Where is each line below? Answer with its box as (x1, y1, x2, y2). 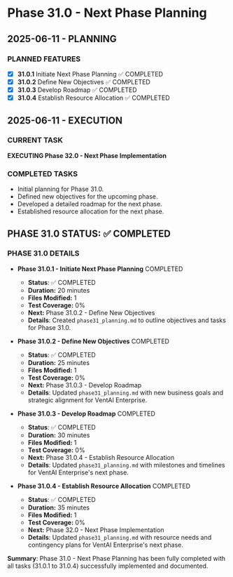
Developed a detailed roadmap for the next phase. (17, 200, 162, 208)
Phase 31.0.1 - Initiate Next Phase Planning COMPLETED (17, 265, 183, 273)
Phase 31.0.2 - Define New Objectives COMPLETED (17, 337, 170, 345)
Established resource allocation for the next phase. (17, 207, 164, 215)
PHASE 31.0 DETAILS (7, 248, 80, 258)
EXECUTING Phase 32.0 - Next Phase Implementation (7, 151, 167, 159)
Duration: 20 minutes (27, 286, 90, 294)
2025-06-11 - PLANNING (7, 33, 117, 45)
